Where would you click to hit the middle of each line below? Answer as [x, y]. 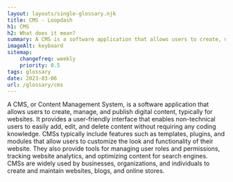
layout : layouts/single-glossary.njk [62, 14]
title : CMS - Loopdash [40, 20]
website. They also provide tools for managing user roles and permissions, [114, 149]
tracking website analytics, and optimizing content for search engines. [107, 156]
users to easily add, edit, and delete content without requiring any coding [112, 126]
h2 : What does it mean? [42, 33]
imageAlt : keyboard [35, 46]
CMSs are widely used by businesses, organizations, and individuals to [109, 163]
